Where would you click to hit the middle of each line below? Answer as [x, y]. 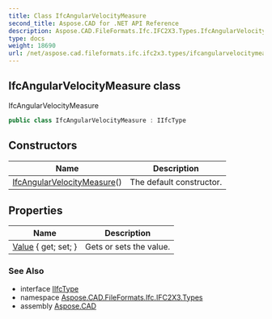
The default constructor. [176, 182]
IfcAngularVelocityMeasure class [94, 86]
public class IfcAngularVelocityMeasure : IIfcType [97, 120]
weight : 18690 [32, 46]
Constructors [43, 146]
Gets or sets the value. [127, 247]
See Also [26, 271]
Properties [36, 210]
